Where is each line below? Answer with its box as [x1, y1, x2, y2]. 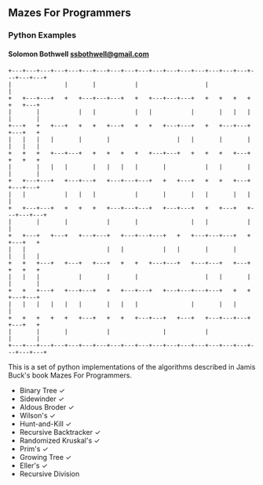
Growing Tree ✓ [19, 452, 72, 461]
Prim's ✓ [19, 443, 49, 454]
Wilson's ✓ [19, 410, 57, 420]
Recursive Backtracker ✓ [19, 427, 101, 436]
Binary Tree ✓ [19, 385, 65, 395]
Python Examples [8, 30, 77, 41]
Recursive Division [19, 469, 80, 478]
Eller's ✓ [19, 461, 49, 470]
